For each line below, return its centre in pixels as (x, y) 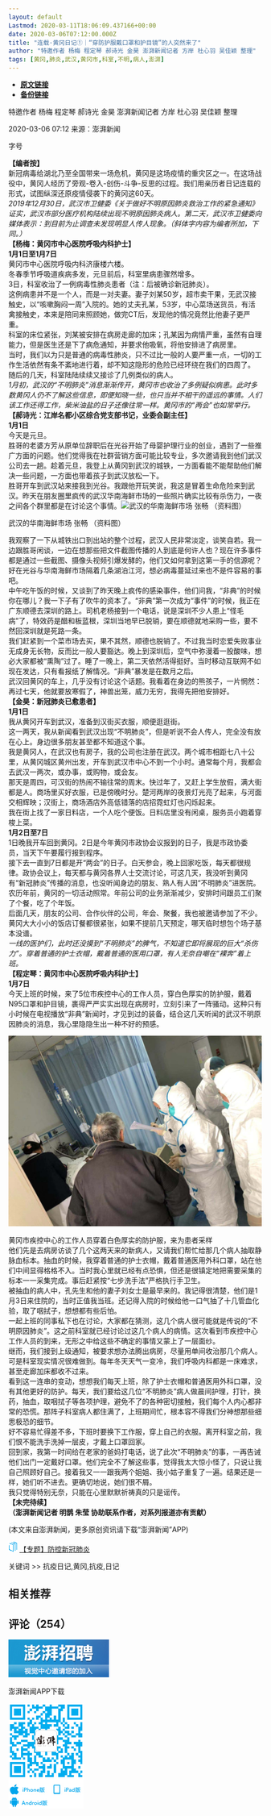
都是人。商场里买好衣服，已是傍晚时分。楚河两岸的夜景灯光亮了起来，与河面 (135, 792)
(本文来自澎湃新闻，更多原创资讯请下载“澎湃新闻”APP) (99, 1529)
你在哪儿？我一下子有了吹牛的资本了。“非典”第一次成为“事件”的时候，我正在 (134, 600)
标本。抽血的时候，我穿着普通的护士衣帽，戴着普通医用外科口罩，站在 (138, 1260)
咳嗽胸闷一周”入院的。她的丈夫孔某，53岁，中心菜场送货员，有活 (148, 304)
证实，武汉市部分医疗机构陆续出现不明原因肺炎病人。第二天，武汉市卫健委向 (135, 213)
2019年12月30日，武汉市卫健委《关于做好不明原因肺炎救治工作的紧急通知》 (133, 203)
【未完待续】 (29, 1502)
